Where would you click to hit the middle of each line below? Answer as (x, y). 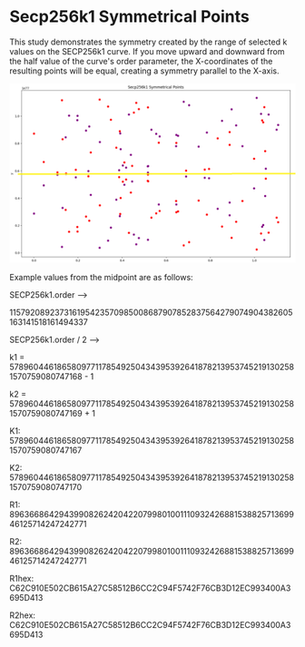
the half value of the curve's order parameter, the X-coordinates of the (141, 61)
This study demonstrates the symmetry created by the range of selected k (148, 42)
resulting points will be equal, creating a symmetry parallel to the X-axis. (144, 71)
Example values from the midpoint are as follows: (101, 277)
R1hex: (22, 578)
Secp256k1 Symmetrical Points (129, 17)
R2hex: (23, 615)
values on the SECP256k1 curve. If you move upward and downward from (147, 51)
